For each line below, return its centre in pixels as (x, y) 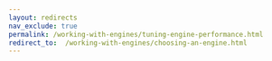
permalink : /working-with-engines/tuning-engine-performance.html (136, 34)
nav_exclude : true (43, 26)
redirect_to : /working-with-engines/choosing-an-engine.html (128, 43)
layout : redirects (43, 17)
